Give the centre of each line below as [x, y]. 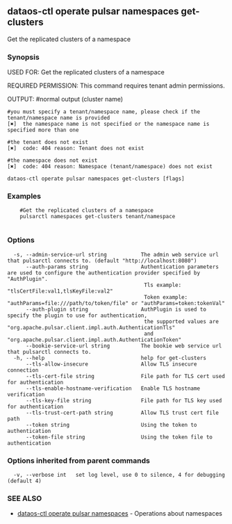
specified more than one [43, 130]
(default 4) [24, 481]
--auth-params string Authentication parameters [122, 267]
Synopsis [23, 57]
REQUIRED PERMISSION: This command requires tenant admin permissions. [116, 85]
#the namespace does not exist [52, 161]
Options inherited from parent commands [79, 460]
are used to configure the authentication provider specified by [103, 273]
